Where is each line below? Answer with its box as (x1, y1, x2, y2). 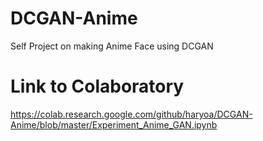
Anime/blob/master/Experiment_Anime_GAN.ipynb (10, 118, 218, 131)
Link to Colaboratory (10, 75, 185, 98)
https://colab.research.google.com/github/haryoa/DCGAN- (10, 108, 253, 120)
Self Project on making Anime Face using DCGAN (10, 40, 214, 52)
